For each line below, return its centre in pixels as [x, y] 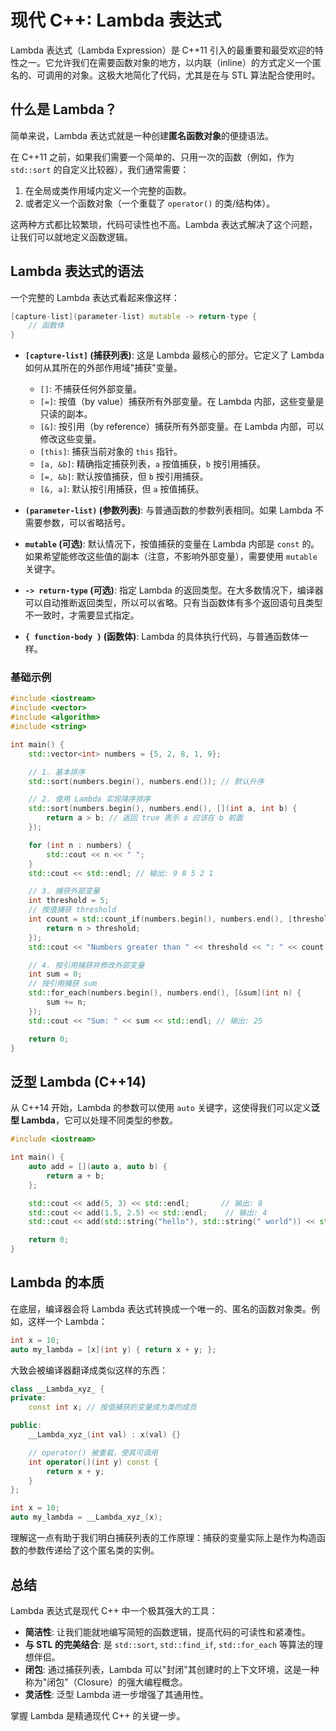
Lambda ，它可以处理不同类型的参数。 [99, 1120]
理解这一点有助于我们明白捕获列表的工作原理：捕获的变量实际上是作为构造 [163, 1538]
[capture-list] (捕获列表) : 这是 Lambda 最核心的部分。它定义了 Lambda [174, 355]
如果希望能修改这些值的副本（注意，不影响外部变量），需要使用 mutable [171, 557]
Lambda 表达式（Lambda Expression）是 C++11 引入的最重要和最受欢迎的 [162, 50]
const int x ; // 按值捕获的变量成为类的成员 [112, 1407]
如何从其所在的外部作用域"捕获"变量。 [103, 368]
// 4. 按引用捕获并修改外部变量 [86, 965]
